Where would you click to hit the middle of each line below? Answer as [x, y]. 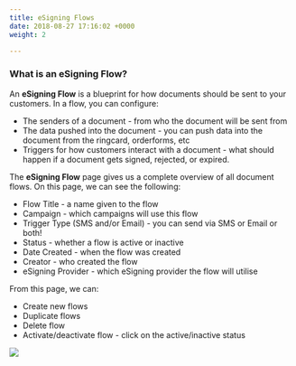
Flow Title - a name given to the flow [91, 203]
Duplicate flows [51, 315]
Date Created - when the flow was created [102, 252]
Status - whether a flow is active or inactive [103, 242]
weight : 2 [28, 34]
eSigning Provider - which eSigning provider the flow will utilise [140, 271]
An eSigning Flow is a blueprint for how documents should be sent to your [148, 94]
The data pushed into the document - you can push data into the [143, 130]
